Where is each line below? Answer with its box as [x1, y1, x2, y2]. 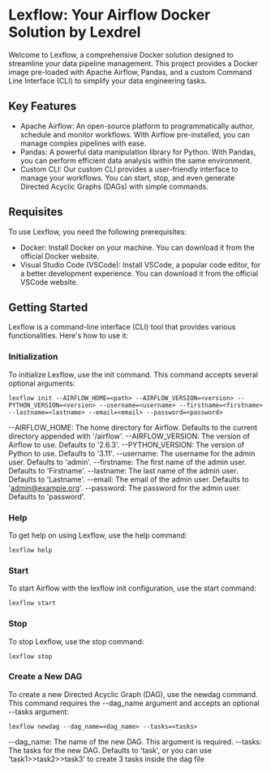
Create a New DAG [8, 671, 83, 683]
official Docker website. [19, 251, 100, 261]
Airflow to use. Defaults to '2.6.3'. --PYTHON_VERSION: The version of [8, 439, 245, 449]
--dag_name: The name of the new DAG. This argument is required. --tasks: [8, 736, 262, 746]
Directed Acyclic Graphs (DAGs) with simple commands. [19, 181, 209, 191]
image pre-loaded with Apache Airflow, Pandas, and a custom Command [8, 67, 252, 76]
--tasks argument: [8, 706, 69, 717]
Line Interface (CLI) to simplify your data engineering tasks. [8, 76, 207, 85]
